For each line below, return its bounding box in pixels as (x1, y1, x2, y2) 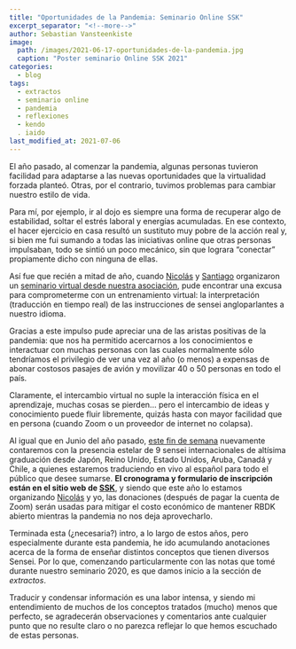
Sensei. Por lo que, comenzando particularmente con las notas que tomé (9, 556, 276, 567)
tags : (9, 79, 29, 88)
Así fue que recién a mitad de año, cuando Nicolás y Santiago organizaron (9, 270, 281, 281)
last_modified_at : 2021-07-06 (9, 137, 121, 145)
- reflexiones (17, 112, 69, 121)
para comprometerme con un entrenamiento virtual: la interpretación (9, 289, 260, 300)
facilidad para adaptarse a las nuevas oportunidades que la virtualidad (9, 170, 266, 181)
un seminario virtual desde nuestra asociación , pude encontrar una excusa (9, 280, 282, 291)
